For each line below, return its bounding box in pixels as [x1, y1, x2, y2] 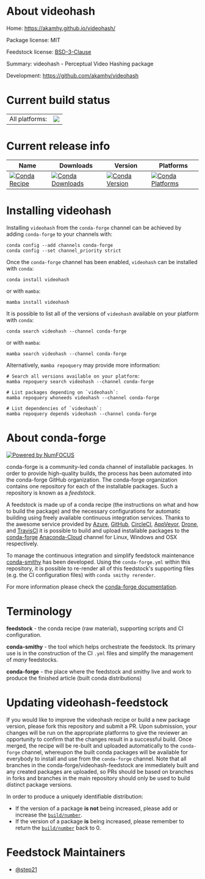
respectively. [6, 540, 38, 547]
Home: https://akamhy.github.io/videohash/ [6, 24, 116, 32]
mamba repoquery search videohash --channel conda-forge [6, 378, 154, 384]
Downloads [59, 161, 93, 169]
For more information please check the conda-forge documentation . [6, 583, 178, 590]
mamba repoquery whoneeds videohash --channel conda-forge [6, 394, 160, 401]
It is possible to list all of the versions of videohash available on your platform [6, 310, 199, 317]
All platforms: [9, 114, 48, 123]
